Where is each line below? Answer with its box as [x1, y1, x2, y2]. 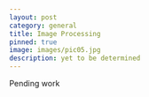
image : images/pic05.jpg [9, 46, 101, 55]
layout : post [9, 12, 58, 22]
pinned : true [9, 37, 58, 47]
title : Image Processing [9, 29, 101, 38]
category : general [9, 21, 77, 30]
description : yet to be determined [9, 54, 141, 63]
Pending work [9, 78, 60, 88]
